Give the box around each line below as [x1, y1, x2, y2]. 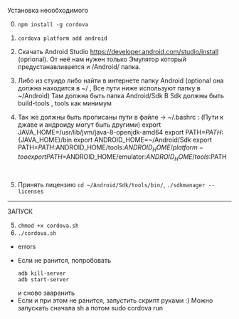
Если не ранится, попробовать [17, 256, 112, 264]
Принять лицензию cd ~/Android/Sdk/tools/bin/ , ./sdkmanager [17, 180, 206, 189]
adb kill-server [17, 270, 66, 277]
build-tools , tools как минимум [17, 99, 112, 108]
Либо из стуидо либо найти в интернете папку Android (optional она [17, 76, 224, 85]
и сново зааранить [17, 288, 75, 297]
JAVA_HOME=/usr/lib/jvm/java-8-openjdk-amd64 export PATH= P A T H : [17, 128, 224, 136]
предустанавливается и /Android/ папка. [17, 63, 141, 70]
